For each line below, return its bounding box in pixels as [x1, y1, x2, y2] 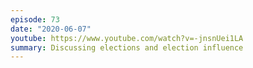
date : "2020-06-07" [10, 24, 92, 34]
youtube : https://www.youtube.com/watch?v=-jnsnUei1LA [10, 33, 244, 43]
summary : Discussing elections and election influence [10, 42, 244, 53]
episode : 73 [10, 14, 60, 25]
